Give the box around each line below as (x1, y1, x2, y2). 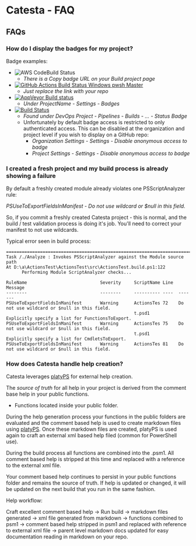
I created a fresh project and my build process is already (6, 164, 169, 173)
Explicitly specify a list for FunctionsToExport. (6, 315, 132, 322)
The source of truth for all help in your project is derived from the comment (6, 384, 187, 392)
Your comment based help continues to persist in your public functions (6, 473, 177, 480)
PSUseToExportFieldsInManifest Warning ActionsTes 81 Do (6, 341, 184, 347)
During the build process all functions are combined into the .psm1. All (6, 449, 174, 456)
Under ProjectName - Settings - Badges (23, 100, 120, 107)
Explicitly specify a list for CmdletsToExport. (6, 336, 127, 342)
